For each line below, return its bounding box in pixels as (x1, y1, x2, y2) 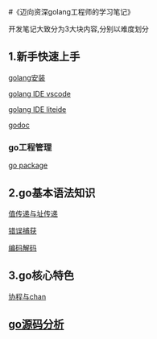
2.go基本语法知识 (8, 186, 96, 200)
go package (8, 160, 48, 171)
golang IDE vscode (8, 89, 71, 98)
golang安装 (8, 72, 46, 82)
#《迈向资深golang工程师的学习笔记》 (8, 7, 134, 16)
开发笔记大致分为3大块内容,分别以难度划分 (8, 24, 149, 34)
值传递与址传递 (8, 209, 58, 218)
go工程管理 (8, 142, 52, 153)
